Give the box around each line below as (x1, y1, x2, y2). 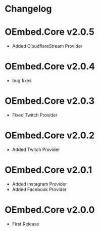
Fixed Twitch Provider (12, 112, 58, 118)
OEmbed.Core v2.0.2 (5, 130, 95, 141)
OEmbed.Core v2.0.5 (5, 26, 94, 38)
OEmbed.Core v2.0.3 (5, 95, 94, 107)
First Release (12, 221, 39, 227)
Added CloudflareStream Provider (12, 43, 83, 49)
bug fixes (12, 78, 32, 84)
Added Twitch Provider (12, 146, 60, 152)
